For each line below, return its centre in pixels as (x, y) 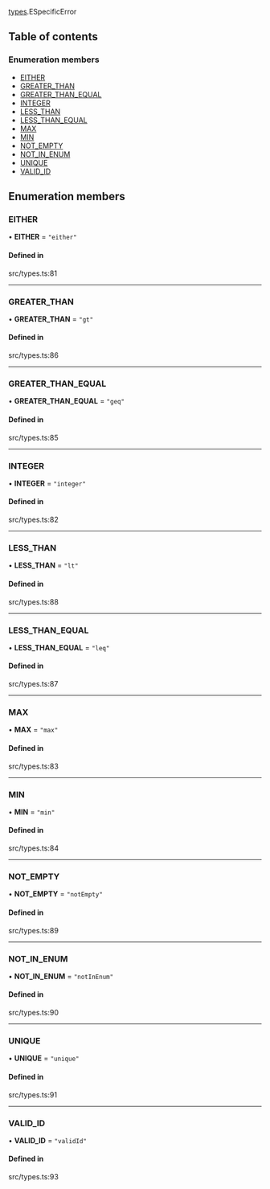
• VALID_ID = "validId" (47, 1140)
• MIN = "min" (32, 812)
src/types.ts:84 (33, 848)
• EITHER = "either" (43, 237)
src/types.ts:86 (33, 355)
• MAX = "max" (33, 730)
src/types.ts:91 (33, 1095)
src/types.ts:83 (33, 766)
